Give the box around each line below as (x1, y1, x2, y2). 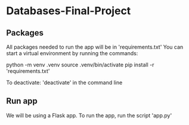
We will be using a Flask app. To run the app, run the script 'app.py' (6, 111, 172, 119)
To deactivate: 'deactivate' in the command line (6, 79, 123, 86)
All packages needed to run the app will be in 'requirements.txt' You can (6, 43, 184, 50)
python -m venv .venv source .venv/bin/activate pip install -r (6, 61, 154, 68)
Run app (6, 96, 38, 106)
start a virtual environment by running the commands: (6, 50, 138, 57)
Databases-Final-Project (6, 4, 131, 18)
